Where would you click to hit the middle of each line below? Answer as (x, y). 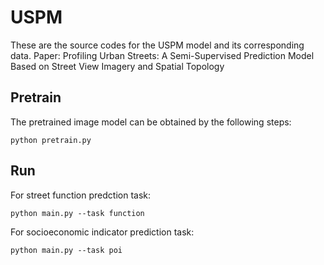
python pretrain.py (51, 140)
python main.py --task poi (66, 250)
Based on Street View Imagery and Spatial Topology (117, 66)
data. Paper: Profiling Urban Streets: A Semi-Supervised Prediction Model (162, 55)
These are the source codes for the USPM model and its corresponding (157, 45)
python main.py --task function (77, 213)
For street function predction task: (80, 195)
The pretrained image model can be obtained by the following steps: (151, 122)
